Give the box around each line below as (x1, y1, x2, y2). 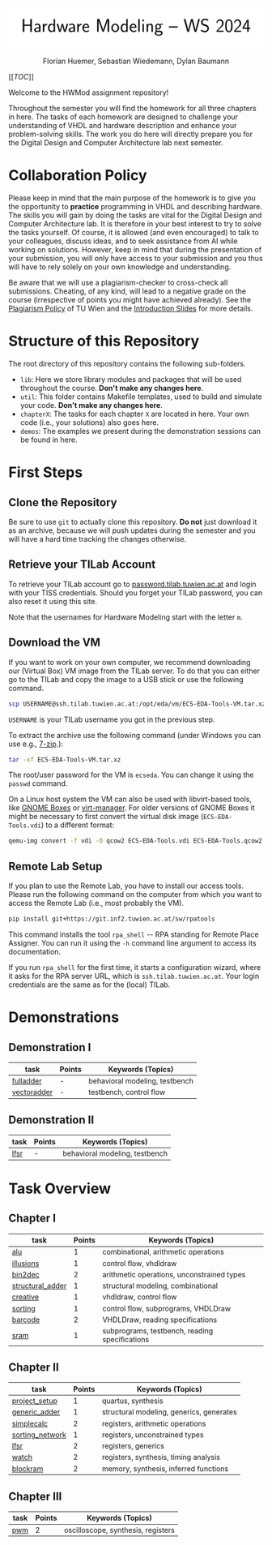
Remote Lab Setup (8, 859, 103, 873)
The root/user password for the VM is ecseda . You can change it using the (8, 770, 254, 780)
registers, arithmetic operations (101, 1418, 206, 1428)
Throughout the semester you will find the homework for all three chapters (8, 104, 257, 114)
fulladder (11, 1075, 42, 1085)
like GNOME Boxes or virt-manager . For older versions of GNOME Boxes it (8, 803, 255, 813)
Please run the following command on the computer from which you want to (8, 890, 262, 899)
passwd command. (8, 779, 68, 788)
